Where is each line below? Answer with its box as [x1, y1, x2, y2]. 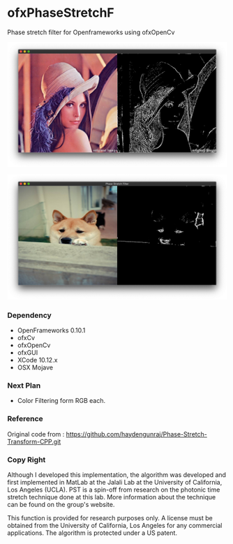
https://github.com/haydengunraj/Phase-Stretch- [66, 429, 207, 438]
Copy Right [7, 455, 46, 464]
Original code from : [7, 429, 65, 438]
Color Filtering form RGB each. [17, 397, 106, 405]
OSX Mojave [17, 363, 54, 372]
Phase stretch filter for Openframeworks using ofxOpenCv [7, 28, 175, 36]
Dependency [7, 310, 52, 320]
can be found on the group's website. [7, 501, 115, 509]
